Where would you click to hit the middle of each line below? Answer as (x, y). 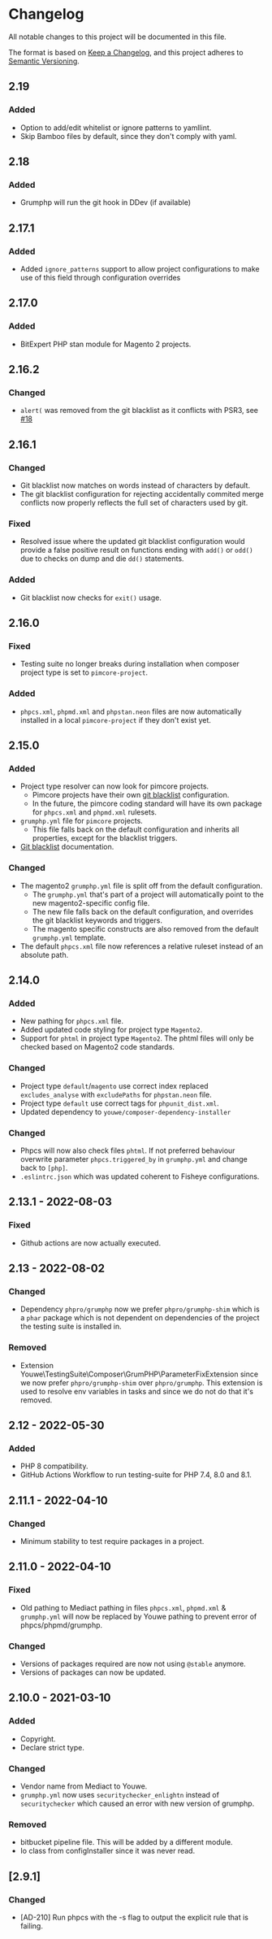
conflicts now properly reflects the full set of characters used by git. (134, 503)
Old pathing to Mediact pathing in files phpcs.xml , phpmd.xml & (123, 1607)
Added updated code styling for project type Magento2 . (111, 1030)
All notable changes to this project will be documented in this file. (118, 37)
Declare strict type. (52, 1747)
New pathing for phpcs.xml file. (72, 1021)
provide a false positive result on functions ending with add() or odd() (136, 550)
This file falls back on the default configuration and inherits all (136, 829)
